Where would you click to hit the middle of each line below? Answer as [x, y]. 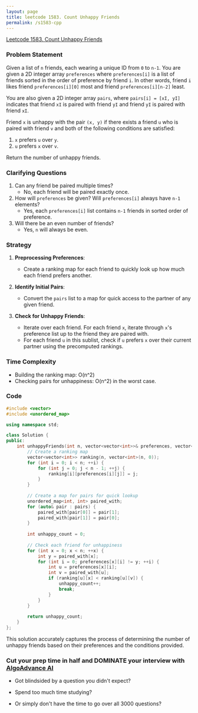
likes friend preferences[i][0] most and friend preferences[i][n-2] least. [96, 86]
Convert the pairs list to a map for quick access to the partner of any [107, 299]
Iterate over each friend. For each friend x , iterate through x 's [98, 328]
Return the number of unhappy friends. [54, 157]
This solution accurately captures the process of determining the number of [98, 639]
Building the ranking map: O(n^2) [55, 375]
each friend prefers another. [58, 276]
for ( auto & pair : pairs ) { [62, 507]
